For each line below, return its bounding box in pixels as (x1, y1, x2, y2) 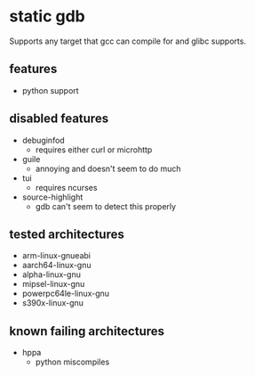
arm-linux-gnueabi (21, 250, 92, 261)
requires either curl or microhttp (35, 144, 153, 155)
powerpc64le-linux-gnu (21, 288, 109, 299)
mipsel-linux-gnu (21, 279, 85, 290)
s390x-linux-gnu (21, 298, 84, 308)
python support (21, 85, 79, 95)
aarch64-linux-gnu (21, 260, 92, 271)
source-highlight (21, 192, 84, 202)
